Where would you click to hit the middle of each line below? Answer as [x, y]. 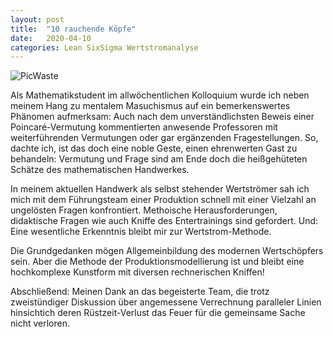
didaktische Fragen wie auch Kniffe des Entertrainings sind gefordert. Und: [164, 221]
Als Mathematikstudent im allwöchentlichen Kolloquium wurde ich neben [160, 95]
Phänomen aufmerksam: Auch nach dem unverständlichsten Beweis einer [162, 117]
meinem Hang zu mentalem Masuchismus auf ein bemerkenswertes [150, 106]
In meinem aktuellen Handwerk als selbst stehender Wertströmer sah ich [160, 189]
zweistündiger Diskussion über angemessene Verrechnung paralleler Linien [166, 302]
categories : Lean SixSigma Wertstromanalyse [104, 47]
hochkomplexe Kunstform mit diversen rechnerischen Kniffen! [137, 272]
